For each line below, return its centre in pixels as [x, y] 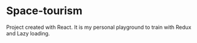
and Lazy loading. [28, 33]
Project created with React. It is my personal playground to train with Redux [99, 27]
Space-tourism [44, 11]
